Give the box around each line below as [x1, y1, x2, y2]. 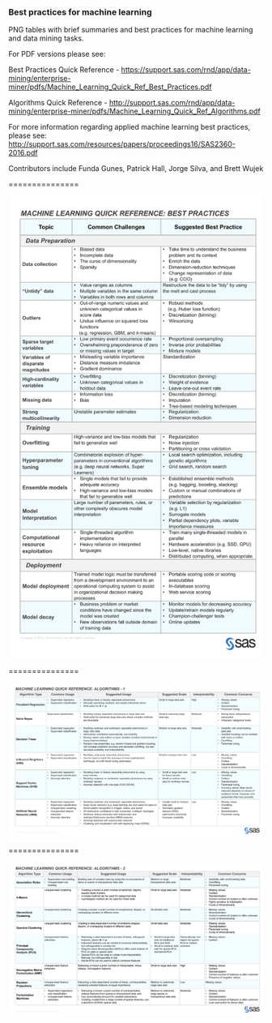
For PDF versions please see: [8, 49, 106, 59]
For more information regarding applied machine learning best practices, [8, 122, 251, 132]
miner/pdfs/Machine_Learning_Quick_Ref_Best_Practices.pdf [8, 82, 212, 92]
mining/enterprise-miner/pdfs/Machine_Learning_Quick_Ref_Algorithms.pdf [8, 106, 261, 116]
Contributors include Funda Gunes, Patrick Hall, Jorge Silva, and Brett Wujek [8, 164, 264, 173]
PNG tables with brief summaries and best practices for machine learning [8, 25, 253, 35]
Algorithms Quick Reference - [8, 98, 108, 108]
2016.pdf [8, 148, 38, 158]
